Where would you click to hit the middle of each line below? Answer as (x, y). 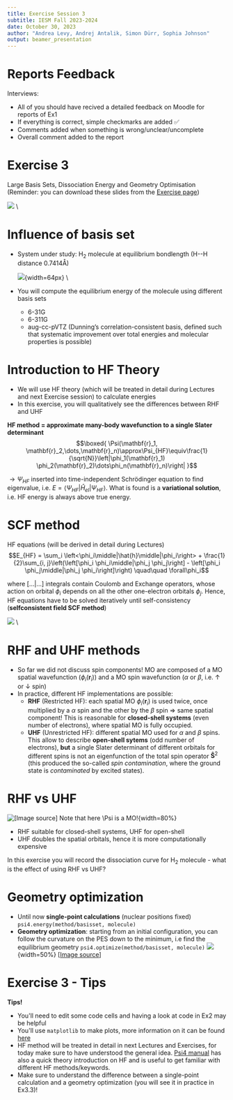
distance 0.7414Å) (43, 263)
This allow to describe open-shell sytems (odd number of (111, 740)
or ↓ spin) (32, 686)
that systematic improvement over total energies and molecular (118, 334)
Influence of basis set (71, 235)
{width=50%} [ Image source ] (59, 954)
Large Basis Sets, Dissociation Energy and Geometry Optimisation (102, 185)
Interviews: (23, 94)
